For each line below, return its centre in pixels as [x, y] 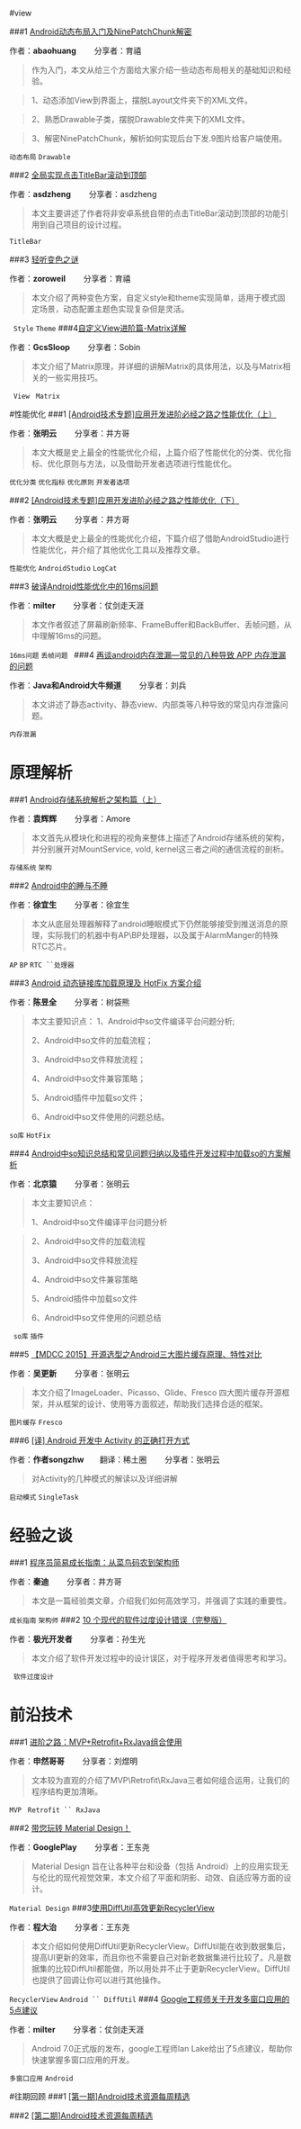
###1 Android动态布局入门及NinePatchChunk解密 [101, 32]
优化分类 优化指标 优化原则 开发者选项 [70, 483]
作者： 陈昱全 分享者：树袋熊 [70, 1002]
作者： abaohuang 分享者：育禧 [75, 50]
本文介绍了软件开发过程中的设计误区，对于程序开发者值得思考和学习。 [161, 1658]
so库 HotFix [30, 1135]
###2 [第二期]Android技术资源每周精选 [81, 2115]
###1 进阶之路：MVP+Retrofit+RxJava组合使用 [96, 1742]
